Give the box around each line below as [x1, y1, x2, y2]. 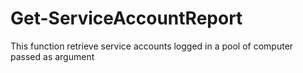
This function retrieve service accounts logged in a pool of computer [10, 40, 294, 52]
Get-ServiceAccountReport [10, 7, 243, 30]
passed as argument [10, 50, 95, 62]
